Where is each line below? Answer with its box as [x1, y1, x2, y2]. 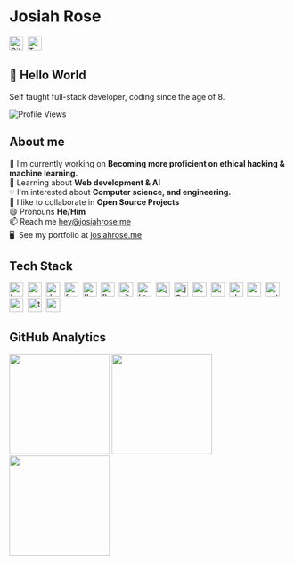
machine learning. [9, 168, 78, 178]
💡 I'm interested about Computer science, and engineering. [9, 186, 232, 197]
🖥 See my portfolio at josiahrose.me [9, 229, 143, 240]
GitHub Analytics [9, 330, 107, 345]
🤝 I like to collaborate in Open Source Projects [9, 196, 180, 207]
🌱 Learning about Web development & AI [9, 176, 161, 188]
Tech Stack [9, 258, 73, 274]
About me [9, 135, 65, 150]
